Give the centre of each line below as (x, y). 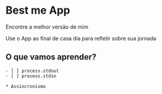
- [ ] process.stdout (32, 71)
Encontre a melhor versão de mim (47, 27)
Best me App (38, 10)
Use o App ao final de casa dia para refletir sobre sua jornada (81, 38)
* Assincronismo (26, 86)
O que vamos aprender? (51, 57)
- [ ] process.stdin (31, 76)
